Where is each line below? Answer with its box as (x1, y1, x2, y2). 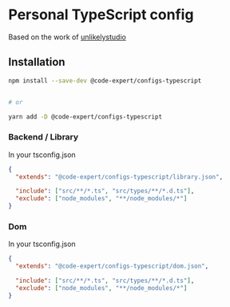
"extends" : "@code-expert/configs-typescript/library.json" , (15, 172, 224, 181)
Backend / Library (8, 131, 79, 143)
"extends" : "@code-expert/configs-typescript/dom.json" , (15, 262, 209, 270)
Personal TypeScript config (8, 6, 194, 24)
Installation (8, 55, 65, 69)
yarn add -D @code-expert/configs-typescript (8, 112, 162, 121)
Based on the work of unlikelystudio (8, 32, 126, 42)
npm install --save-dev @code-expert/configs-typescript (8, 76, 202, 85)
